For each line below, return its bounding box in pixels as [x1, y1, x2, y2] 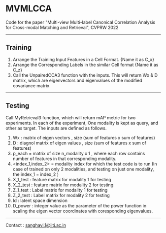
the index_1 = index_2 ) [12, 171, 59, 177]
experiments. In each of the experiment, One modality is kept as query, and [5, 120, 159, 126]
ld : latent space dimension [12, 198, 68, 203]
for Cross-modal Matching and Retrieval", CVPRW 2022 [5, 24, 119, 30]
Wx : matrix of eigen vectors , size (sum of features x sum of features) [12, 134, 156, 140]
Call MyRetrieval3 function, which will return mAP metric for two [5, 114, 136, 121]
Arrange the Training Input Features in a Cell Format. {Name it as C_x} [12, 56, 155, 62]
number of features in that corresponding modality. [12, 156, 117, 162]
